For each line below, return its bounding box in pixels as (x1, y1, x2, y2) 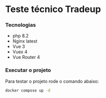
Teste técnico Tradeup (5, 4, 101, 15)
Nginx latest (12, 38, 38, 44)
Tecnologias (5, 22, 36, 29)
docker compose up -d (5, 88, 51, 93)
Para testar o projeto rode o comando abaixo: (5, 78, 99, 84)
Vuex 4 (12, 49, 28, 55)
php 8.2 (12, 33, 29, 39)
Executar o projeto (5, 67, 51, 74)
